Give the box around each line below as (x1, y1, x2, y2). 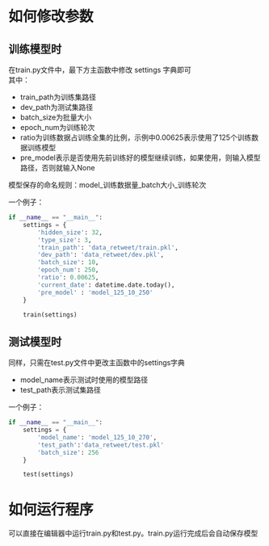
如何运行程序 (8, 500, 95, 519)
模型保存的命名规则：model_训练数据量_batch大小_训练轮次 (8, 180, 207, 190)
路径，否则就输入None (19, 163, 95, 172)
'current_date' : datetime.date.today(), (37, 280, 175, 289)
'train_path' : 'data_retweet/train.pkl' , (37, 243, 179, 251)
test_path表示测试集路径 (19, 385, 101, 395)
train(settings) (23, 310, 78, 319)
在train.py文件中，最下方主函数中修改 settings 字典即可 (8, 65, 191, 74)
